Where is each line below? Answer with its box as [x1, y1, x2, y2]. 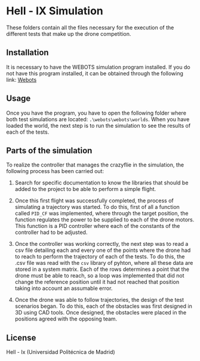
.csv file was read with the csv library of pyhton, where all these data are [14, 260, 193, 267]
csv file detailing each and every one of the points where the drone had [14, 246, 191, 254]
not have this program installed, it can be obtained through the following [6, 70, 184, 77]
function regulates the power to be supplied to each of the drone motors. [14, 216, 195, 223]
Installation [6, 48, 49, 58]
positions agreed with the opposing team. [14, 315, 118, 323]
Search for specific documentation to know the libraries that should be [14, 179, 189, 186]
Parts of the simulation [6, 145, 93, 156]
